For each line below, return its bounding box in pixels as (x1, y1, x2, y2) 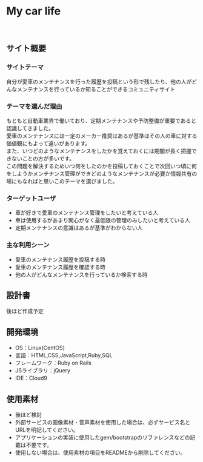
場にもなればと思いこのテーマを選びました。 (6, 177, 118, 185)
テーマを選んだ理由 (6, 102, 62, 110)
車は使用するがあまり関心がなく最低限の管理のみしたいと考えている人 (15, 217, 191, 224)
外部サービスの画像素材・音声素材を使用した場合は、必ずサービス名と (15, 418, 191, 426)
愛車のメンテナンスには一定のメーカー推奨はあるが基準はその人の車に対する (6, 132, 198, 139)
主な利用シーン (6, 241, 50, 249)
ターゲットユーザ (6, 194, 56, 202)
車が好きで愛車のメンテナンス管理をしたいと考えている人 (15, 209, 159, 216)
